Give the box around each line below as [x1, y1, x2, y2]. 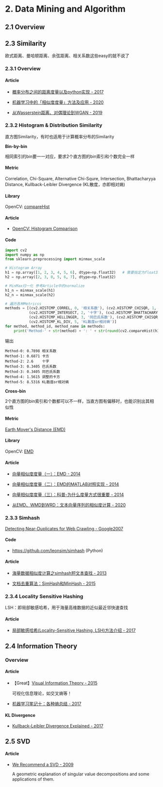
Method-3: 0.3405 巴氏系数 [5, 364, 57, 369]
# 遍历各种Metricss [5, 301, 42, 306]
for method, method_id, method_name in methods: [5, 324, 105, 329]
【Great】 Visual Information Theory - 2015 [12, 680, 98, 686]
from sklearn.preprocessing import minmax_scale [5, 257, 105, 262]
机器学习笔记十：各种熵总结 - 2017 [12, 700, 81, 707]
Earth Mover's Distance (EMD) [5, 426, 66, 432]
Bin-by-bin [5, 143, 28, 149]
